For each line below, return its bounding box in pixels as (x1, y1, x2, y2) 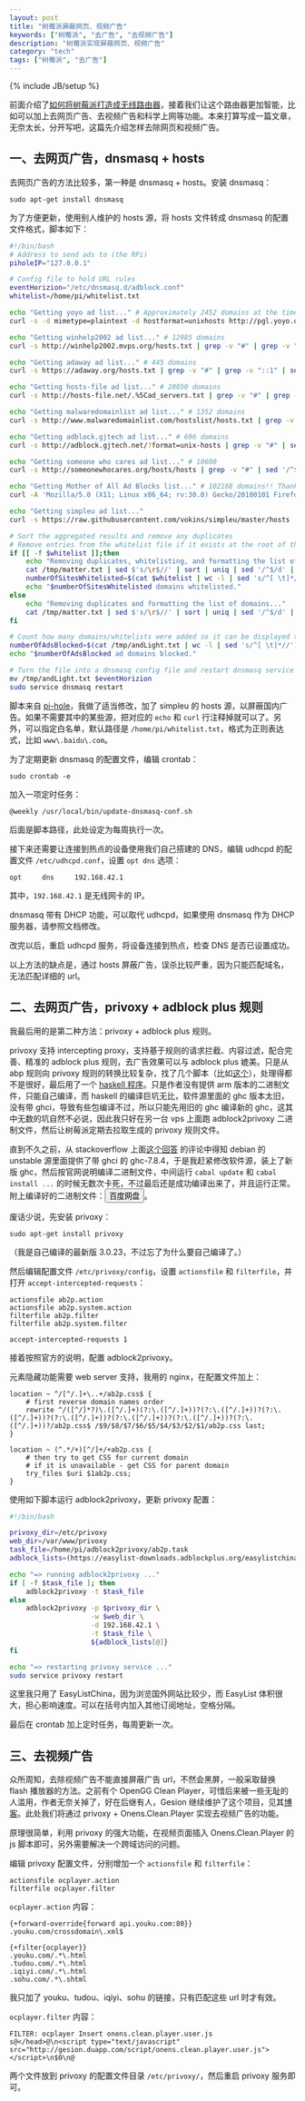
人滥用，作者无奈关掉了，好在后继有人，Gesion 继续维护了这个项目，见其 (9, 1797, 284, 1808)
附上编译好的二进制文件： (9, 1190, 105, 1201)
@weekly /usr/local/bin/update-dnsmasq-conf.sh (9, 807, 193, 816)
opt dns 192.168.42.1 (9, 873, 124, 882)
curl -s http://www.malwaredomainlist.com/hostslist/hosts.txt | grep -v (9, 415, 295, 425)
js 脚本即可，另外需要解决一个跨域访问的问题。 (9, 1838, 185, 1849)
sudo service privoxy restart (9, 1670, 124, 1680)
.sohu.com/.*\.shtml (9, 1975, 88, 1985)
